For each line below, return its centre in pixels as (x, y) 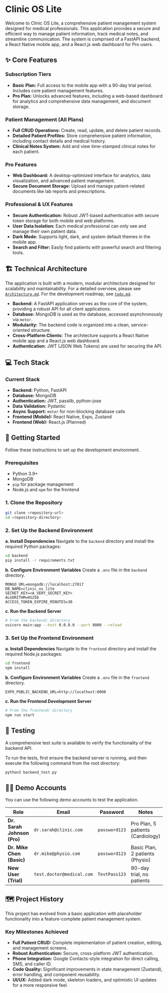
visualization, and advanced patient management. (64, 181)
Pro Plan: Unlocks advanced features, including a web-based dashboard (87, 96)
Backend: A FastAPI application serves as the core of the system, (80, 304)
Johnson (18, 833)
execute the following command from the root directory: (63, 763)
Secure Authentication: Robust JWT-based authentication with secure (85, 215)
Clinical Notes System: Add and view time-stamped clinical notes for (84, 146)
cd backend (16, 556)
